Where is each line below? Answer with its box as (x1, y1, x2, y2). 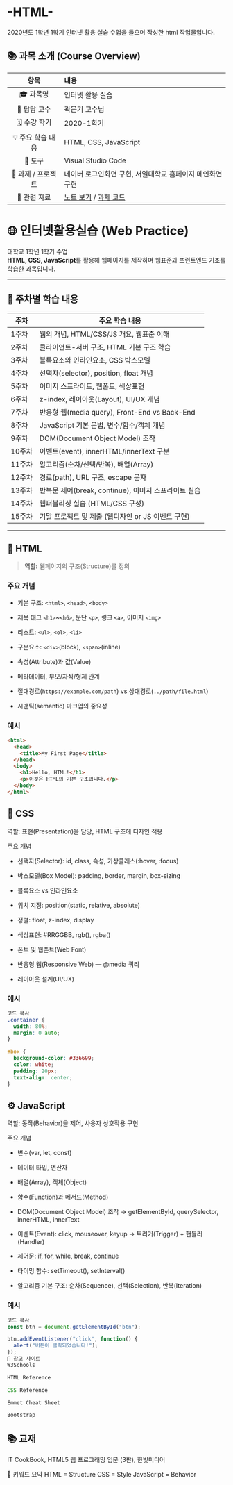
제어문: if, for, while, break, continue (17, 1252, 119, 1261)
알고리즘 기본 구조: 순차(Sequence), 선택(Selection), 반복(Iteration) (17, 1281, 202, 1290)
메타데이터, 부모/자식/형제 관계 (17, 672, 101, 681)
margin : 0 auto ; (13, 1029, 60, 1036)
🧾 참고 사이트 (7, 1355, 41, 1362)
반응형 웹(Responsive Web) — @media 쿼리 (17, 960, 140, 968)
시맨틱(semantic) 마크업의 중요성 (17, 702, 107, 710)
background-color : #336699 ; (13, 1055, 95, 1062)
